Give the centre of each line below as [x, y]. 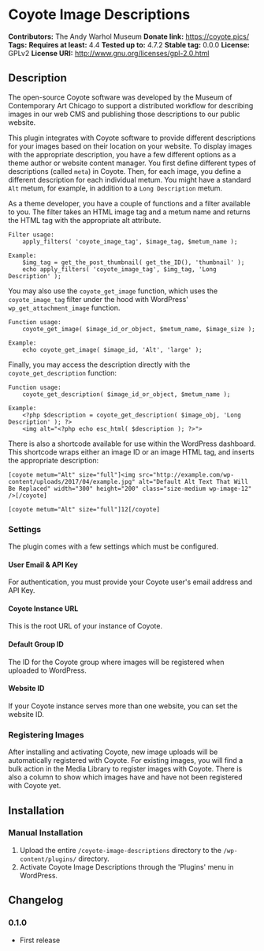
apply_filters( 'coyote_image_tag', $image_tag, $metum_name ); [130, 242]
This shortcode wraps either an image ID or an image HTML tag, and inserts [131, 451]
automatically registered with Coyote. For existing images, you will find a [126, 760]
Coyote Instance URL [43, 608]
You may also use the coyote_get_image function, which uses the [113, 291]
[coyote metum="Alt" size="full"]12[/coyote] [84, 509]
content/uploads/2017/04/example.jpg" [72, 481]
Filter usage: [32, 235]
